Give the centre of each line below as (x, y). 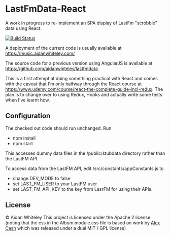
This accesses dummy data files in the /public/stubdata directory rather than (85, 153)
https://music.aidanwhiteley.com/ (40, 53)
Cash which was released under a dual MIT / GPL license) (66, 228)
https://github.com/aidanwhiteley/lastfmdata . (52, 69)
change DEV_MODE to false (42, 178)
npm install (24, 138)
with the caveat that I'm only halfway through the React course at (74, 84)
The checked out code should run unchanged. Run (58, 128)
